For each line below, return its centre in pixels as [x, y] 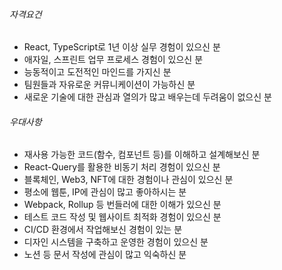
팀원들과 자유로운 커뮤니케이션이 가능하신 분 [109, 85]
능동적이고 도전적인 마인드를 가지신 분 [97, 72]
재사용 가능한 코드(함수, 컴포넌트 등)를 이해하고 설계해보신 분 [142, 155]
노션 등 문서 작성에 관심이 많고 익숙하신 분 [105, 255]
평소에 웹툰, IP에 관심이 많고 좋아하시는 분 [105, 192]
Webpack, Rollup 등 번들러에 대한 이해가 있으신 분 [122, 205]
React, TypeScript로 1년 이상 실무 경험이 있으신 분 [122, 47]
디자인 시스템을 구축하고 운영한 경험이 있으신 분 [116, 242]
